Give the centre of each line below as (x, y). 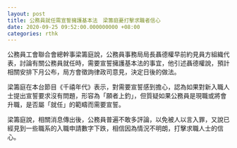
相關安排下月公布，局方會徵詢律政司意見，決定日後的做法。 (94, 72)
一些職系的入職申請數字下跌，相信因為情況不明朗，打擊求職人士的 (121, 128)
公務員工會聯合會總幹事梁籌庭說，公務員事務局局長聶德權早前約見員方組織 (115, 54)
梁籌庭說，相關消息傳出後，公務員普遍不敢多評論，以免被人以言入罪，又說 (115, 120)
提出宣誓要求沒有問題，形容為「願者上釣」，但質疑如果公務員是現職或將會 (120, 96)
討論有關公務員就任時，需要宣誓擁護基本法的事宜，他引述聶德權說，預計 (124, 63)
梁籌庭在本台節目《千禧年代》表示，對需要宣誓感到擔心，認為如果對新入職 (115, 87)
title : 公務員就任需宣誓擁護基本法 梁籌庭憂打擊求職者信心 (84, 20)
